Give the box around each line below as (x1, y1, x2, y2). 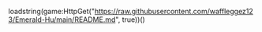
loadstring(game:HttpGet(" (8, 7, 95, 16)
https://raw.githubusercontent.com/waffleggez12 (94, 7, 254, 16)
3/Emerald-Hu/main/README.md (8, 15, 116, 24)
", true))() (115, 15, 146, 24)
